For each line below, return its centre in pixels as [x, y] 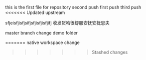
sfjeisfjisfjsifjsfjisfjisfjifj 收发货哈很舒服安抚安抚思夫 [57, 23]
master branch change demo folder [42, 33]
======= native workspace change [42, 42]
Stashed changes [110, 52]
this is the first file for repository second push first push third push [73, 7]
